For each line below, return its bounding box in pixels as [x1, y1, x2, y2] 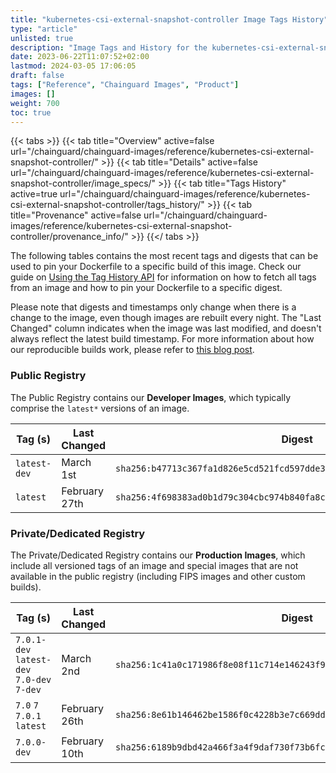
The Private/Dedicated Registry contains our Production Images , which [10, 549, 306, 561]
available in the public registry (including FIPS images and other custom [10, 570, 306, 582]
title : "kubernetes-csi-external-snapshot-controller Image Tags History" [10, 14, 329, 25]
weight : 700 [10, 98, 60, 108]
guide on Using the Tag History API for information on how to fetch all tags [10, 271, 317, 283]
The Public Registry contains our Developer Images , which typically [10, 391, 292, 403]
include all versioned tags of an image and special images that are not [10, 559, 299, 571]
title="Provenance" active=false [10, 209, 142, 221]
